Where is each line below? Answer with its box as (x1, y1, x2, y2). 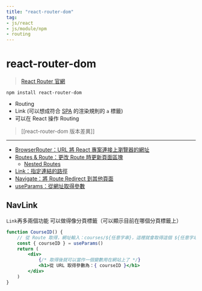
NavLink (6, 200, 38, 210)
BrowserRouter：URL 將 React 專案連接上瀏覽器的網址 (14, 146, 150, 153)
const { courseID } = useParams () (17, 240, 103, 247)
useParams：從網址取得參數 (14, 183, 85, 190)
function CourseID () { (6, 229, 63, 235)
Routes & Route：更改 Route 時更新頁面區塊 (14, 154, 123, 161)
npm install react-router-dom (6, 90, 82, 96)
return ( (17, 246, 39, 252)
